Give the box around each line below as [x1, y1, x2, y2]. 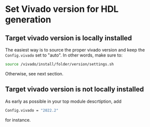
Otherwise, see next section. [5, 70, 63, 76]
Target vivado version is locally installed [5, 34, 132, 42]
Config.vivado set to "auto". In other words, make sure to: [5, 52, 123, 58]
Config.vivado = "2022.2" [5, 108, 58, 113]
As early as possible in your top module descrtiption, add [5, 98, 122, 104]
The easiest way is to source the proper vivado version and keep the [5, 47, 145, 53]
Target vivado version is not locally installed [5, 85, 144, 94]
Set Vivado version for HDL [5, 3, 119, 15]
